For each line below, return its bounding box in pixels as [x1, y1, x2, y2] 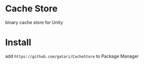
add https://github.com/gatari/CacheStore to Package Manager [5, 53, 139, 59]
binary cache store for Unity [5, 19, 63, 25]
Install [5, 37, 31, 48]
